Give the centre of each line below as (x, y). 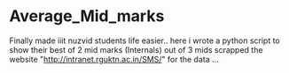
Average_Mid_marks (87, 16)
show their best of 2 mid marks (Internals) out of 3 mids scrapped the (136, 49)
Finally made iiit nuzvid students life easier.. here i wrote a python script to (145, 40)
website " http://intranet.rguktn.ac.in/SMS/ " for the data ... (114, 59)
